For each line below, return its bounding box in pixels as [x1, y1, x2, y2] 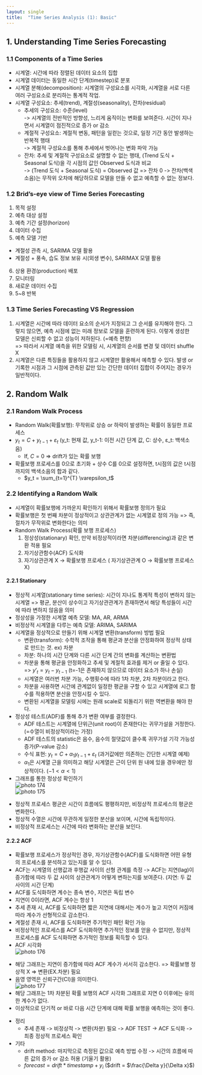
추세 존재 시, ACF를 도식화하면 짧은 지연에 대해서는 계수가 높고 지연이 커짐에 [14, 904, 194, 911]
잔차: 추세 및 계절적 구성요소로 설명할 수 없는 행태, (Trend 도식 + [23, 152, 175, 159]
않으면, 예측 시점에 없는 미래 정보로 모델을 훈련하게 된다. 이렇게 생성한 [26, 327, 190, 334]
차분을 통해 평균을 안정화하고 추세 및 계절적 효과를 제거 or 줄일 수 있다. [23, 659, 189, 666]
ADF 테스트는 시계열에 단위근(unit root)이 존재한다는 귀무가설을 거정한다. [23, 720, 196, 727]
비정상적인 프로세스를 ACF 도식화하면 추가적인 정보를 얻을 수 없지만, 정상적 [14, 926, 191, 934]
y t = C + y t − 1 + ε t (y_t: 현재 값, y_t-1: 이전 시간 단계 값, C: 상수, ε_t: [14, 437, 174, 445]
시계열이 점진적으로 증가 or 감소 [35, 122, 110, 129]
